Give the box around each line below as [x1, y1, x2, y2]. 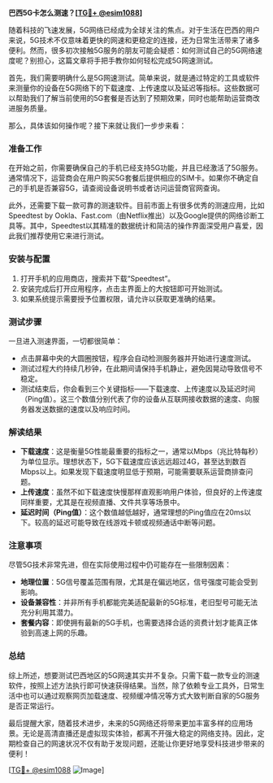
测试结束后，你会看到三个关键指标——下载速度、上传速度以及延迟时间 [19, 384, 256, 394]
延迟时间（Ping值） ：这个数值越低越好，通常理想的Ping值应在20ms [19, 507, 245, 517]
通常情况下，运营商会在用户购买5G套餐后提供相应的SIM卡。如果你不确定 [8, 173, 252, 183]
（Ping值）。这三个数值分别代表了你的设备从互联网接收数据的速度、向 [19, 394, 253, 403]
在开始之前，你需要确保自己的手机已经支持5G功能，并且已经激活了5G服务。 [8, 163, 262, 173]
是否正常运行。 [8, 701, 58, 711]
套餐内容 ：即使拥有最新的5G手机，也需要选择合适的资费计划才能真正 [19, 618, 251, 628]
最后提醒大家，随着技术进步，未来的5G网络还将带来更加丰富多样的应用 [8, 718, 246, 728]
